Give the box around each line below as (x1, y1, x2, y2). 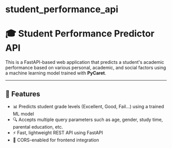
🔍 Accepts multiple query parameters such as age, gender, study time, (12, 116, 163, 122)
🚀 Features (5, 89, 40, 98)
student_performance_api (5, 4, 119, 15)
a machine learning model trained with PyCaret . (5, 70, 106, 76)
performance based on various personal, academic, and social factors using (5, 65, 166, 71)
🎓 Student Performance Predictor (5, 28, 155, 39)
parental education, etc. (12, 124, 63, 130)
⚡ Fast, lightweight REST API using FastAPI (12, 129, 103, 136)
